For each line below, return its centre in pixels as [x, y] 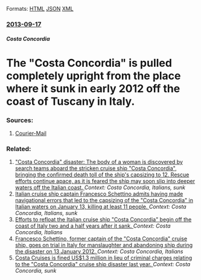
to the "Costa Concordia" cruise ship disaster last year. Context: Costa [103, 264]
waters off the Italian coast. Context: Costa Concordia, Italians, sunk [100, 188]
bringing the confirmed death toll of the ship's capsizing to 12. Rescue [102, 175]
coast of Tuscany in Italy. [71, 101]
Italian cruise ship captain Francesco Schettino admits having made [99, 194]
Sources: [20, 120]
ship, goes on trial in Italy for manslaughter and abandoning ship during [104, 245]
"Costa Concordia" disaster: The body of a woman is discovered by [99, 162]
